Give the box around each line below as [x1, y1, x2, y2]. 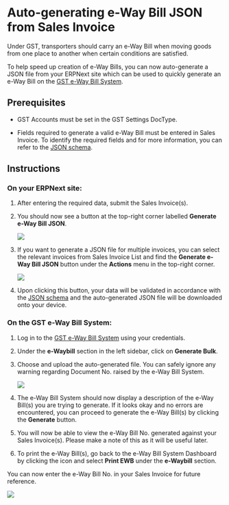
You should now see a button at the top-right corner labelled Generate [16, 212, 217, 221]
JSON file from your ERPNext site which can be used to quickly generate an [7, 70, 221, 78]
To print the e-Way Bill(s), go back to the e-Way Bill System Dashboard [16, 449, 217, 457]
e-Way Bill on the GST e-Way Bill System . [7, 77, 123, 85]
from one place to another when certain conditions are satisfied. [7, 49, 189, 58]
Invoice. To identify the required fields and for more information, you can [16, 136, 223, 144]
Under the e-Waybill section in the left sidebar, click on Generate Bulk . [16, 347, 218, 355]
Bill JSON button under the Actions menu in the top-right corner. [32, 260, 215, 269]
